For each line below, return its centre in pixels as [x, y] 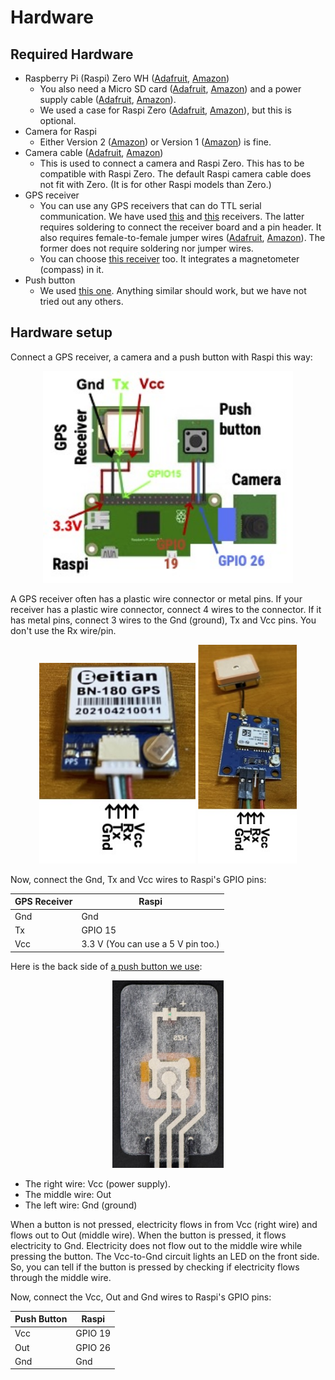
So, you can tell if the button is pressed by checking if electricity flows [155, 1267]
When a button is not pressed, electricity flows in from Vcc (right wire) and [164, 1224]
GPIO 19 [93, 1333]
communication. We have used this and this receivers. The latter [172, 216]
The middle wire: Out [68, 1194]
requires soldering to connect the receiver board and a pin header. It [180, 227]
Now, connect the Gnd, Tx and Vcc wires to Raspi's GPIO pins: [138, 879]
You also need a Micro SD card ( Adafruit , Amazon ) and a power [170, 89]
